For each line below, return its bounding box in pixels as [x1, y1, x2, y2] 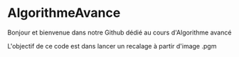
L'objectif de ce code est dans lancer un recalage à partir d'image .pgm [7, 42, 217, 50]
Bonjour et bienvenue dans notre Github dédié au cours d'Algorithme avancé [7, 28, 232, 37]
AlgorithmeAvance [7, 5, 121, 21]
